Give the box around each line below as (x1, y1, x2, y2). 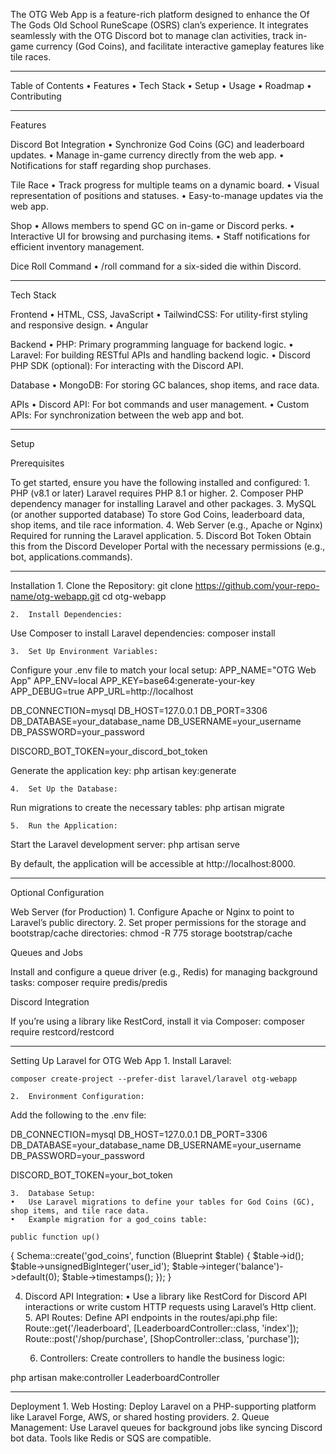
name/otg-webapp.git (10, 590, 101, 602)
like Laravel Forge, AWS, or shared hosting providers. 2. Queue (10, 1411, 270, 1423)
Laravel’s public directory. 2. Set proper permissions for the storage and (10, 917, 307, 928)
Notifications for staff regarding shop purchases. (10, 160, 212, 171)
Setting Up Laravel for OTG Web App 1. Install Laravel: (10, 1055, 232, 1066)
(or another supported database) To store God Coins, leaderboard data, (10, 509, 305, 520)
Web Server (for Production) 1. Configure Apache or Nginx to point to (10, 906, 295, 918)
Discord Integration (10, 996, 90, 1008)
